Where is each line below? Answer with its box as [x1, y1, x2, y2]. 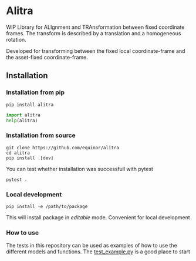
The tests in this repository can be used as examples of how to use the [6, 242, 177, 249]
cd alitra [6, 150, 31, 156]
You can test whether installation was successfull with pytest [6, 165, 154, 172]
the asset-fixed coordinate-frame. [6, 53, 88, 61]
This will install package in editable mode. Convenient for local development [6, 213, 191, 221]
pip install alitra [6, 102, 54, 108]
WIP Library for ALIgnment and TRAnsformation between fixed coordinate [6, 24, 185, 31]
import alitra [6, 112, 41, 118]
